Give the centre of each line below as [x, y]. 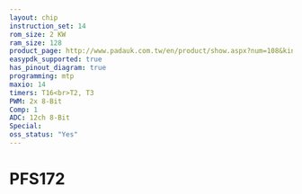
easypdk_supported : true [56, 59]
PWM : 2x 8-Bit [36, 101]
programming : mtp [42, 76]
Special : [26, 127]
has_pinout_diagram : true [58, 68]
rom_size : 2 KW [38, 34]
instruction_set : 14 [48, 26]
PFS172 [37, 179]
